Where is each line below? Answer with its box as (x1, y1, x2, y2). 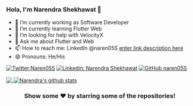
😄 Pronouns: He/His (14, 53, 65, 60)
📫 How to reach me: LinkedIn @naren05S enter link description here (14, 45, 183, 52)
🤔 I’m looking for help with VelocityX (14, 32, 104, 39)
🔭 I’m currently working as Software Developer (14, 19, 129, 26)
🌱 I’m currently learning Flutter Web (14, 25, 102, 32)
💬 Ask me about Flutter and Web (14, 38, 94, 45)
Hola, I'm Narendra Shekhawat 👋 (6, 5, 102, 14)
